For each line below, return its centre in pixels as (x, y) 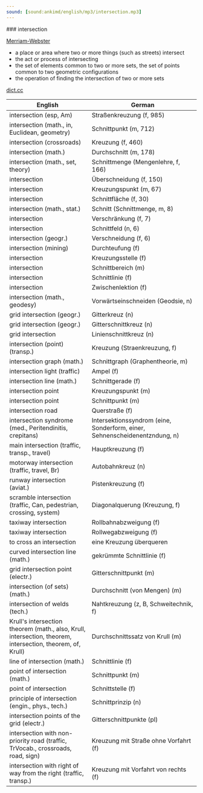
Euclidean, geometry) (40, 132)
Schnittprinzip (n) (117, 702)
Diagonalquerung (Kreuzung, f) (136, 505)
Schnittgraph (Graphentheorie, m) (140, 361)
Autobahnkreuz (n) (118, 466)
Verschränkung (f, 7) (121, 218)
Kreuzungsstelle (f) (119, 257)
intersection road (34, 410)
